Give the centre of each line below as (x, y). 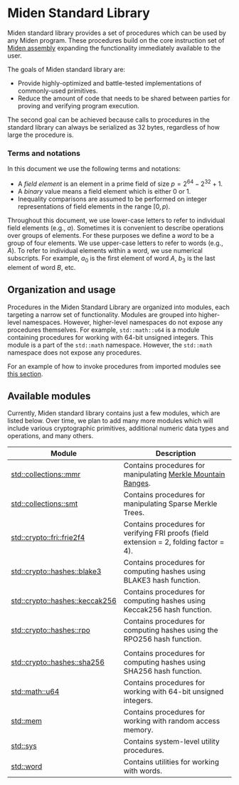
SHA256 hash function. (163, 671)
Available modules (49, 396)
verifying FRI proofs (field (166, 534)
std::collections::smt (44, 504)
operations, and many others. (51, 436)
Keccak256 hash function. (168, 610)
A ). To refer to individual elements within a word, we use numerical (105, 250)
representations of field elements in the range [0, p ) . (94, 206)
